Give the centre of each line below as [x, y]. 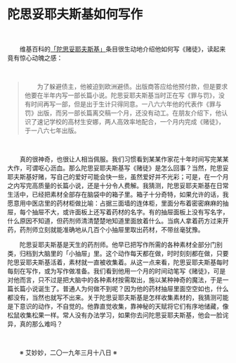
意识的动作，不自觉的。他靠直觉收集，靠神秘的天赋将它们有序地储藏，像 [124, 306]
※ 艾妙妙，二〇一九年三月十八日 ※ [68, 352]
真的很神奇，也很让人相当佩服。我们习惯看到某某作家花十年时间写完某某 [124, 159]
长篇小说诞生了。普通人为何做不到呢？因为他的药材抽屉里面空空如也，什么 [121, 288]
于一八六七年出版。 [52, 130]
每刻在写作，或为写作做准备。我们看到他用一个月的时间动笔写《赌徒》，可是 [117, 271]
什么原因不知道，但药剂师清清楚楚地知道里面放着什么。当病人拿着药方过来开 [118, 221]
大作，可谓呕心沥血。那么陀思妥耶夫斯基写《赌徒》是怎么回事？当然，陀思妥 [118, 168]
